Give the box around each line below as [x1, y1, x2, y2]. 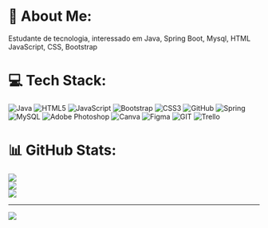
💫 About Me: [8, 7, 93, 26]
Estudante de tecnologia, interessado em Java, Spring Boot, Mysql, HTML [8, 33, 251, 43]
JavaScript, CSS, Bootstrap [8, 41, 98, 51]
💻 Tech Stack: [8, 72, 107, 90]
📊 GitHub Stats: [8, 141, 117, 159]
